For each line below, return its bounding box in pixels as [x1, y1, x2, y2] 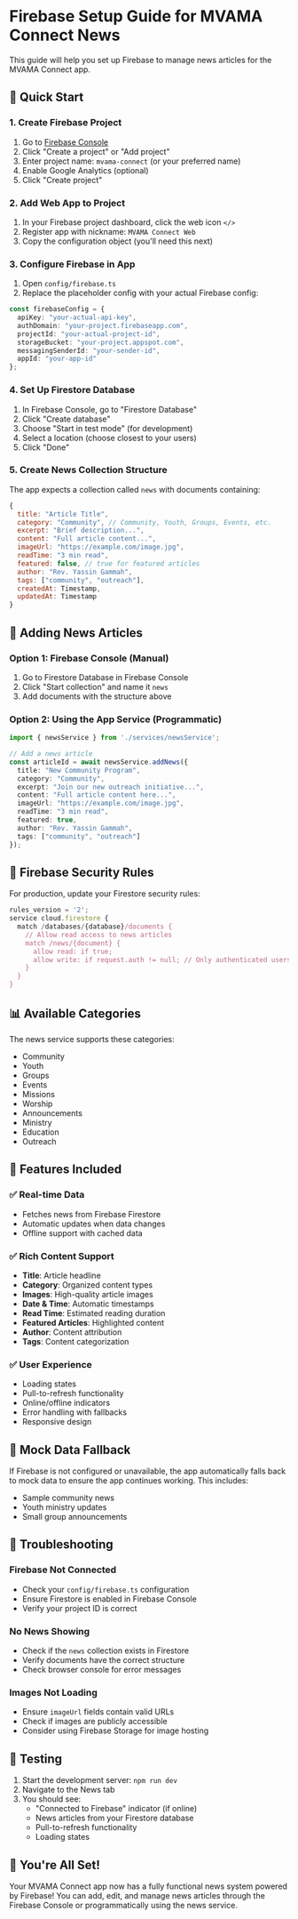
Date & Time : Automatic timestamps [21, 1298, 154, 1309]
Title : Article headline [21, 1270, 102, 1281]
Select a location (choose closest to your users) [21, 432, 197, 443]
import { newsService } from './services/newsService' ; [9, 734, 220, 743]
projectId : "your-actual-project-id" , [17, 329, 161, 339]
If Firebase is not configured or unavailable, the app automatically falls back [9, 1465, 286, 1477]
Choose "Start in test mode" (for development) [21, 422, 193, 433]
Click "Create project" [21, 174, 103, 185]
